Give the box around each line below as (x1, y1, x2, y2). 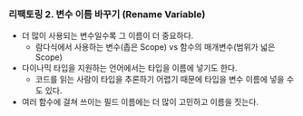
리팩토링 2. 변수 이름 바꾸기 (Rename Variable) (8, 7, 206, 20)
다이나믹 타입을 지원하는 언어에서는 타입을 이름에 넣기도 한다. (21, 63, 238, 73)
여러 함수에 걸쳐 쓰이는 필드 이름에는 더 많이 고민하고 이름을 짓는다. (21, 97, 259, 108)
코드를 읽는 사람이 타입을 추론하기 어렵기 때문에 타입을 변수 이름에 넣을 (34, 74, 285, 85)
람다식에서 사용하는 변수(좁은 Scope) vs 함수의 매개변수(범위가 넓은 (34, 42, 276, 53)
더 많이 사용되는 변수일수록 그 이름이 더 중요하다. (21, 30, 194, 42)
